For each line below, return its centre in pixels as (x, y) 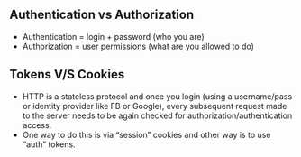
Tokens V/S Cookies (67, 74)
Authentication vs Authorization (102, 15)
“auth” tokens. (49, 144)
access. (37, 125)
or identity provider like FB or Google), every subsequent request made (155, 106)
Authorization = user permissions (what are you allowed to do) (138, 46)
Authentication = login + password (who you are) (113, 36)
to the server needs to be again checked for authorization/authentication (157, 115)
